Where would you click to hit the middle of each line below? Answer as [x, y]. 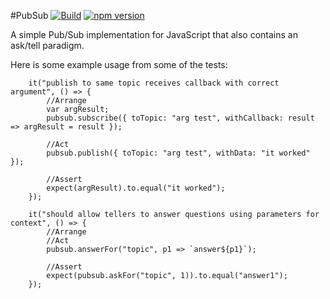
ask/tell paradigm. [47, 45]
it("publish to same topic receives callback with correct [154, 83]
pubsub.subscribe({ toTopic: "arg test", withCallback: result [180, 118]
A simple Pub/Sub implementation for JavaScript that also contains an [154, 34]
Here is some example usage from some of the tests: [119, 64]
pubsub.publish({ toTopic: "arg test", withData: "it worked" [178, 153]
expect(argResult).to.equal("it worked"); [136, 188]
